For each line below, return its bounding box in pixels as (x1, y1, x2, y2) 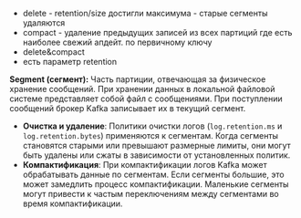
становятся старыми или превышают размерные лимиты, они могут (22, 140, 291, 151)
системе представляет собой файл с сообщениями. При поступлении (9, 93, 283, 104)
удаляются (22, 17, 66, 28)
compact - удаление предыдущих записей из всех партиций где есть (22, 27, 293, 37)
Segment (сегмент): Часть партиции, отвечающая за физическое (9, 74, 266, 85)
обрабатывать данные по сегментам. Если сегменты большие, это (22, 169, 285, 180)
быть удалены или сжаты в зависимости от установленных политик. (22, 150, 291, 161)
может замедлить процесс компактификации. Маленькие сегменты (22, 179, 289, 190)
